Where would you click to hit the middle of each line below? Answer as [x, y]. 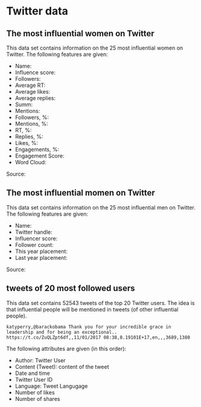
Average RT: [30, 85]
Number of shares [37, 399]
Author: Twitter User [40, 360]
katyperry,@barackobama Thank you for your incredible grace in [89, 327]
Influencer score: [36, 238]
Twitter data [37, 11]
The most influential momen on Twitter [81, 193]
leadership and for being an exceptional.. [62, 332]
